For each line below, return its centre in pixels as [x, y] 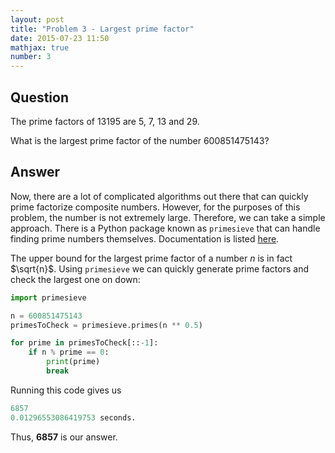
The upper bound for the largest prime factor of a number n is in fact [151, 258]
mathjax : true [40, 47]
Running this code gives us [66, 390]
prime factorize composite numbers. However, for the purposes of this [155, 207]
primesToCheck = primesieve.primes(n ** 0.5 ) [106, 325]
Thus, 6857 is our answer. [64, 437]
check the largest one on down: [75, 279]
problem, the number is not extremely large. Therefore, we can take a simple [168, 217]
